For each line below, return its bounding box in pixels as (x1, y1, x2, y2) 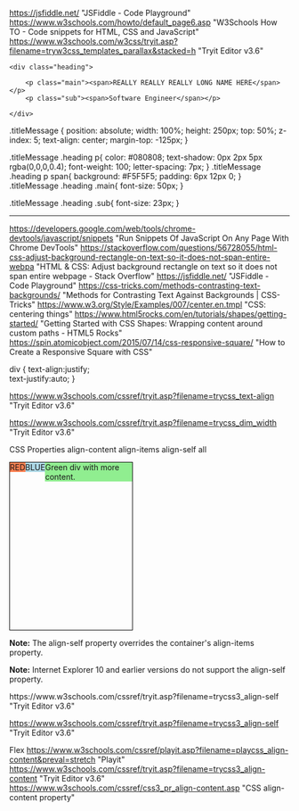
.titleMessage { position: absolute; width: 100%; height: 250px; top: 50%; (9, 125, 278, 136)
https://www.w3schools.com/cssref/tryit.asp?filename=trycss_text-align (9, 391, 274, 401)
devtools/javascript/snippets (9, 233, 114, 244)
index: (9, 135, 32, 145)
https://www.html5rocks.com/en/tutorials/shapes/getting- (74, 309, 287, 319)
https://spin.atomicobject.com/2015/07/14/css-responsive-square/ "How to (9, 337, 286, 347)
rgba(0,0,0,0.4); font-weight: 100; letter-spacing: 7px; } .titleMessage (9, 161, 262, 172)
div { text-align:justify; (9, 364, 91, 374)
